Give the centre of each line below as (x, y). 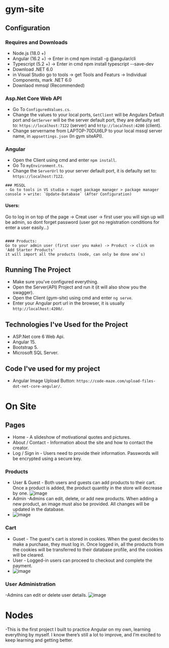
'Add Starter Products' (30, 250)
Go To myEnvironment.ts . (38, 165)
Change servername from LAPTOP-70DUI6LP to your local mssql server (87, 131)
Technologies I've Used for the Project (67, 325)
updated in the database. (38, 509)
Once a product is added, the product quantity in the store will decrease (87, 488)
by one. (20, 493)
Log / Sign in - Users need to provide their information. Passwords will (86, 453)
